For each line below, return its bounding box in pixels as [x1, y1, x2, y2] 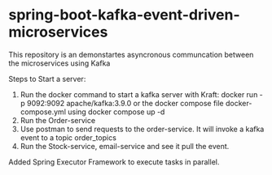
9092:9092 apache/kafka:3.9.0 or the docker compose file [27, 98, 224, 108]
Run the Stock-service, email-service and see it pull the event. [20, 141, 230, 151]
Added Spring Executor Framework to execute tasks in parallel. [8, 156, 220, 167]
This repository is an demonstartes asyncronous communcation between [8, 49, 254, 59]
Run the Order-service [20, 115, 96, 125]
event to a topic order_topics [20, 132, 116, 143]
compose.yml [20, 107, 67, 117]
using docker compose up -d [68, 107, 165, 117]
